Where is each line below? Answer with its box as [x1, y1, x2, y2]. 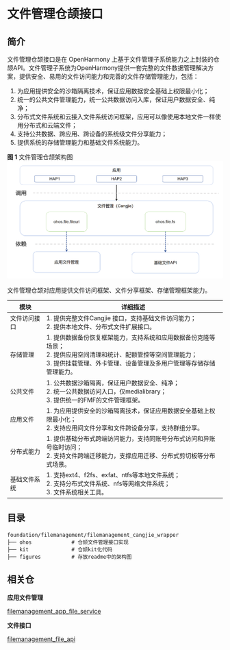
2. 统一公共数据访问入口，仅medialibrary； [46, 387, 167, 395]
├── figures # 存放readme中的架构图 [7, 553, 132, 560]
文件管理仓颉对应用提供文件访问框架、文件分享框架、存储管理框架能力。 [7, 286, 211, 295]
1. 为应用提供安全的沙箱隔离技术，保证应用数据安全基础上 [46, 406, 210, 415]
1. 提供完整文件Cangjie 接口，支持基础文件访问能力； [46, 314, 196, 322]
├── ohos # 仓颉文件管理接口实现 [7, 539, 129, 546]
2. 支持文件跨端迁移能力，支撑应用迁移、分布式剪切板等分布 [46, 452, 216, 460]
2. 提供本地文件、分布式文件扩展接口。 [46, 323, 156, 331]
